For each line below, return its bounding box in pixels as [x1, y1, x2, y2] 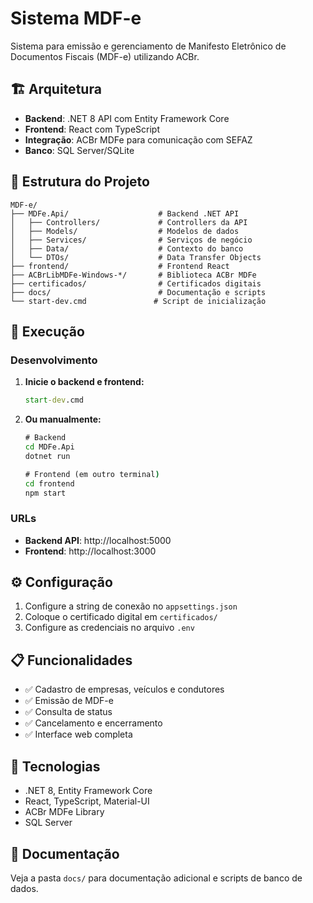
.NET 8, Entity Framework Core [24, 785, 153, 797]
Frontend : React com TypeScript [24, 123, 161, 135]
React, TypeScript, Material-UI [24, 795, 150, 807]
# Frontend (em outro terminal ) [24, 469, 160, 479]
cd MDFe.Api [24, 442, 75, 452]
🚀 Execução [10, 323, 85, 340]
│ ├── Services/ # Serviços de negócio [10, 235, 253, 245]
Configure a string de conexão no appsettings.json [24, 600, 238, 612]
